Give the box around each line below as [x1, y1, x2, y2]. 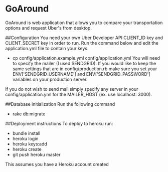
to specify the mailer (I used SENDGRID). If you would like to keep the [12, 60, 156, 66]
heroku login [12, 135, 39, 141]
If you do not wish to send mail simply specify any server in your [5, 86, 138, 92]
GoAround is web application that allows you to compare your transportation [5, 20, 163, 26]
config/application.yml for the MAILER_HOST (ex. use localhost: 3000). [5, 91, 152, 97]
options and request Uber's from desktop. [5, 25, 92, 31]
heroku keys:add [12, 141, 48, 147]
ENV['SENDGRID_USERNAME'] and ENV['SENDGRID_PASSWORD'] [12, 71, 150, 77]
